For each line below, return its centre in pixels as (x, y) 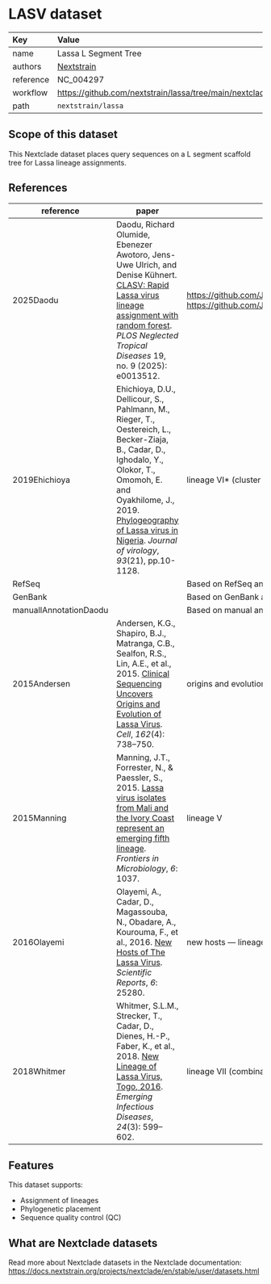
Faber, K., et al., (146, 1046)
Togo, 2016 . (140, 1086)
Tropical (132, 346)
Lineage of (137, 1066)
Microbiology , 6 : (147, 868)
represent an (141, 828)
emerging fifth (143, 838)
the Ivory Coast (146, 818)
